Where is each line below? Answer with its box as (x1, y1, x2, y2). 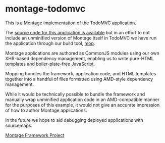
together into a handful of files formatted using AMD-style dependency (5, 76, 153, 82)
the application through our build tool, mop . (5, 40, 95, 46)
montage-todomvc (5, 3, 86, 15)
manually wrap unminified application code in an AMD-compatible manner (5, 97, 160, 103)
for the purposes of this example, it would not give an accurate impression (5, 102, 160, 108)
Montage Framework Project (5, 132, 65, 138)
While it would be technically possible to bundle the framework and (5, 91, 145, 97)
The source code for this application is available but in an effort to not (5, 29, 150, 35)
